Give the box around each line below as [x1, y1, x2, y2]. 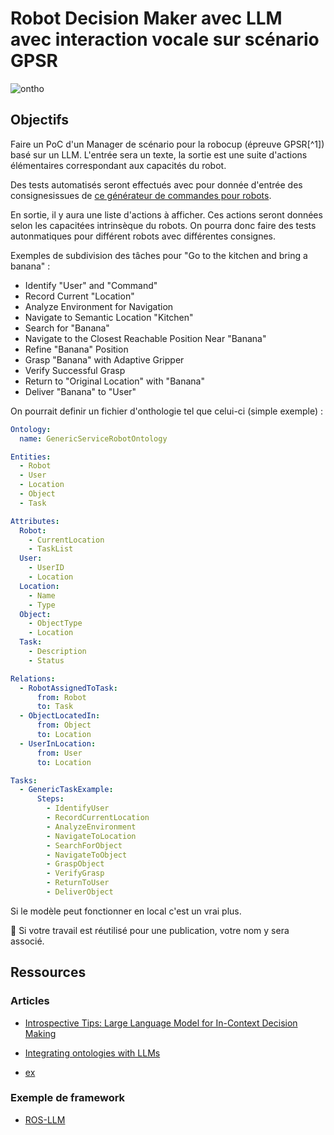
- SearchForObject [46, 840, 123, 851]
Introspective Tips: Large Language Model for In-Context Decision [24, 1017, 298, 1029]
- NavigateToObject [46, 850, 128, 860]
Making [24, 1027, 57, 1039]
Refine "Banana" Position [24, 343, 129, 355]
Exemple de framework [10, 1091, 126, 1105]
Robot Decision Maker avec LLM [10, 7, 283, 30]
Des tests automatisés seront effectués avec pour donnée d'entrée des [10, 178, 303, 191]
